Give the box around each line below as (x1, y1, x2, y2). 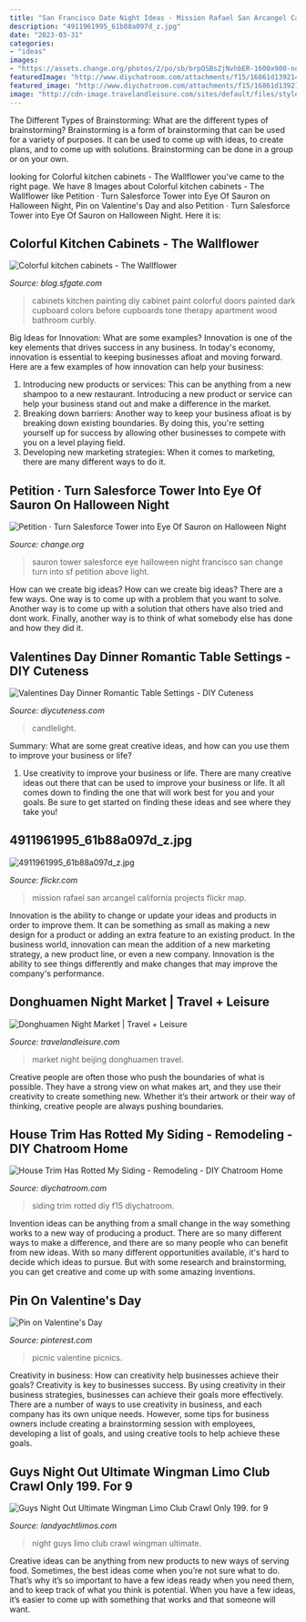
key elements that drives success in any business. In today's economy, (9, 342, 276, 353)
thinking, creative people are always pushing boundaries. (9, 1100, 225, 1111)
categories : (9, 38, 55, 48)
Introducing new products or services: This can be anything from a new (22, 379, 291, 390)
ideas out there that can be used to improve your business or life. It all (22, 777, 285, 788)
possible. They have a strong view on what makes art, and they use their (9, 1081, 281, 1092)
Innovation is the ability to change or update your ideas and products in (9, 910, 277, 921)
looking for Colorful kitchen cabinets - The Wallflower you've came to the (9, 170, 285, 182)
